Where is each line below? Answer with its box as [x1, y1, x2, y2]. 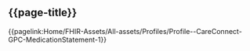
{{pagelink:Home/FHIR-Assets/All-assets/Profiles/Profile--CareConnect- [8, 26, 243, 36]
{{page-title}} [8, 6, 78, 19]
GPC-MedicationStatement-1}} [8, 35, 107, 44]
